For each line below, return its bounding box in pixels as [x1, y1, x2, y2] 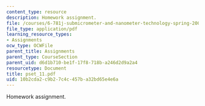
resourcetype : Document [6, 65, 67, 71]
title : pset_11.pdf [6, 71, 56, 77]
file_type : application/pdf [6, 25, 78, 32]
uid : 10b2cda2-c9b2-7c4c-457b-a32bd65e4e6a [6, 76, 119, 82]
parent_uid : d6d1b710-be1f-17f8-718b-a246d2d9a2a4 [6, 59, 138, 65]
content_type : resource [6, 8, 67, 15]
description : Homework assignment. [6, 15, 97, 21]
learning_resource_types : [6, 31, 72, 38]
